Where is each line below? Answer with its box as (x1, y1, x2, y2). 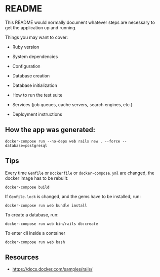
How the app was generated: (5, 126, 95, 134)
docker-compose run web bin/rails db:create (5, 221, 98, 226)
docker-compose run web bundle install (5, 203, 87, 208)
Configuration (12, 63, 40, 69)
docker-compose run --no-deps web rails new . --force (5, 138, 120, 144)
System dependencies (12, 53, 58, 60)
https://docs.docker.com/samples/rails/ (12, 266, 93, 272)
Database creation (12, 72, 50, 78)
